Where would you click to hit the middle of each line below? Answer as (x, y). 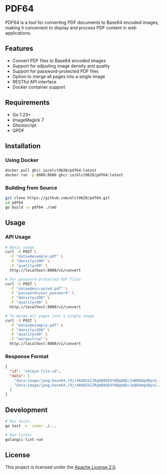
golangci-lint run (24, 439)
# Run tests (17, 421)
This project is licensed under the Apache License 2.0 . (61, 467)
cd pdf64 (14, 203)
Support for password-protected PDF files (55, 71)
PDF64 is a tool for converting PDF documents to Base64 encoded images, (82, 22)
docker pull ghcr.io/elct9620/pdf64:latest (51, 170)
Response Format (27, 357)
